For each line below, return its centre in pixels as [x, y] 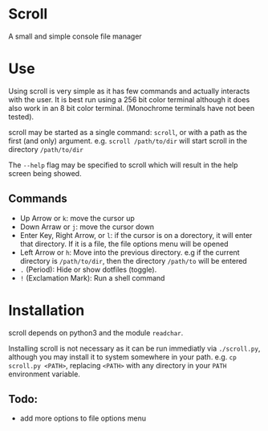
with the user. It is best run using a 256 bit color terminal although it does [129, 99]
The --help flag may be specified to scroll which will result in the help [123, 165]
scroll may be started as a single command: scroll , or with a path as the [128, 132]
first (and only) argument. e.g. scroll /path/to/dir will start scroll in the [128, 141]
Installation [47, 310]
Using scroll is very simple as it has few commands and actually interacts [129, 91]
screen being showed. [45, 173]
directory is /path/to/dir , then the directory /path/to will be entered [133, 261]
